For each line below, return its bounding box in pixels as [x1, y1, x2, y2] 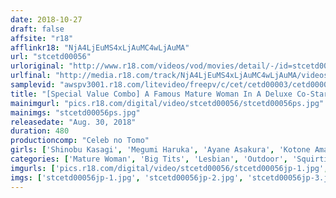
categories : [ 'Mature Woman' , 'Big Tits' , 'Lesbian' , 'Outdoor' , [10, 154, 289, 164]
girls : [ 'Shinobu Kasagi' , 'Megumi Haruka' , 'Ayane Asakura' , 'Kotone [10, 145, 311, 155]
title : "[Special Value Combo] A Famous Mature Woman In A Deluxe [10, 89, 293, 99]
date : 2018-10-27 [10, 14, 83, 25]
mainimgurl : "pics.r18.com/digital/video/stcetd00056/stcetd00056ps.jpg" [10, 98, 325, 108]
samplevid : [10, 80, 56, 90]
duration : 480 [10, 126, 70, 136]
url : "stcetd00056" [10, 52, 92, 62]
